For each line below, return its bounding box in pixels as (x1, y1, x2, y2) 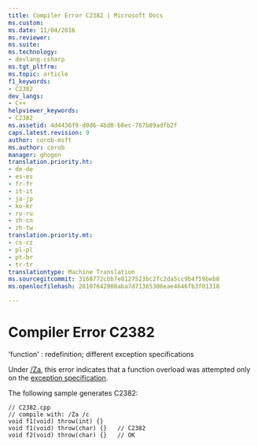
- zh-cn (8, 217, 34, 225)
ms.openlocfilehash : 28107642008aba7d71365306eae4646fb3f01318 (8, 283, 220, 291)
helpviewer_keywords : (8, 107, 79, 115)
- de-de (8, 165, 34, 173)
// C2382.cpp (8, 403, 51, 411)
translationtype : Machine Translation (8, 268, 135, 276)
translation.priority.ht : (8, 158, 93, 166)
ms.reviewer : (8, 33, 51, 42)
